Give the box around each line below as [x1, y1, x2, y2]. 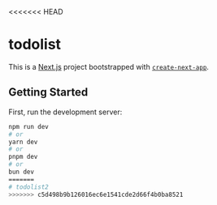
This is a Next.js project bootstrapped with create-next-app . [8, 62, 210, 71]
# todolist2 [8, 182, 49, 191]
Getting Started [8, 85, 89, 100]
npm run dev [8, 122, 49, 130]
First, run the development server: [8, 107, 123, 117]
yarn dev [8, 138, 38, 146]
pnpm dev [8, 153, 38, 161]
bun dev [8, 168, 35, 176]
